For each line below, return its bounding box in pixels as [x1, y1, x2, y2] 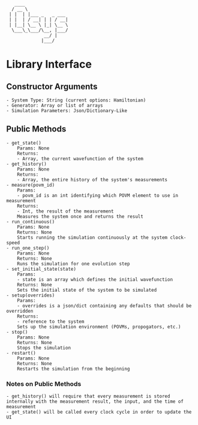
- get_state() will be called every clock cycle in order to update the [6, 409, 192, 415]
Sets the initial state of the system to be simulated [17, 287, 157, 293]
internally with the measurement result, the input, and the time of [6, 399, 184, 405]
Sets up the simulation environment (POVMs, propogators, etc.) [17, 324, 181, 330]
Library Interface [6, 58, 92, 71]
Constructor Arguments [6, 81, 98, 91]
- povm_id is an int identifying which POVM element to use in [17, 192, 179, 199]
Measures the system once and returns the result [17, 213, 144, 220]
